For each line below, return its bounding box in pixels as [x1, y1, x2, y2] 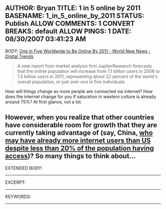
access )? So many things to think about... [5, 152, 136, 160]
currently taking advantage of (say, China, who [5, 129, 153, 137]
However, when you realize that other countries [5, 113, 155, 122]
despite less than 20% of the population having [5, 144, 154, 153]
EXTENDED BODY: [5, 165, 43, 171]
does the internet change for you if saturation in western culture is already [5, 94, 157, 100]
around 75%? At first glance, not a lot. [5, 99, 83, 104]
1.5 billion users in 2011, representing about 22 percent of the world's [17, 73, 158, 79]
